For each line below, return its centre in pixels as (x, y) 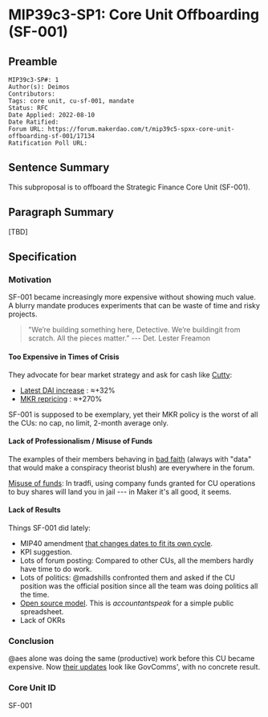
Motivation (30, 279)
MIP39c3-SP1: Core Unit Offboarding (134, 15)
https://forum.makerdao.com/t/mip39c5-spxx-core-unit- (141, 129)
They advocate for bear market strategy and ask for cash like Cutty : (120, 374)
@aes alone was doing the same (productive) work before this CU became (132, 658)
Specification (43, 257)
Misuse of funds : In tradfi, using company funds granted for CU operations (132, 483)
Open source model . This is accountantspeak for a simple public (127, 603)
